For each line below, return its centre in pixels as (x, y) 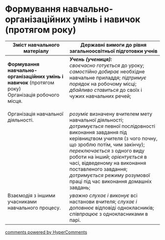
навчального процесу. (34, 208)
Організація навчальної (36, 114)
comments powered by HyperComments (46, 232)
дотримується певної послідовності (112, 126)
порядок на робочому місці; (103, 83)
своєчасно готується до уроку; (107, 65)
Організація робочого (34, 95)
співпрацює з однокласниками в (109, 213)
